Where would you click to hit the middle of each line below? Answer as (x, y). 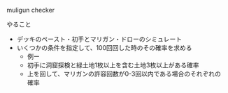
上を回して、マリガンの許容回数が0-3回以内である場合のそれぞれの (124, 74)
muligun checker (31, 10)
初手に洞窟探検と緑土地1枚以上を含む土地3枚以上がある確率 (113, 65)
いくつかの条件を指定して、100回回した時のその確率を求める (105, 48)
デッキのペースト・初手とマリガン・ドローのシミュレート (99, 39)
